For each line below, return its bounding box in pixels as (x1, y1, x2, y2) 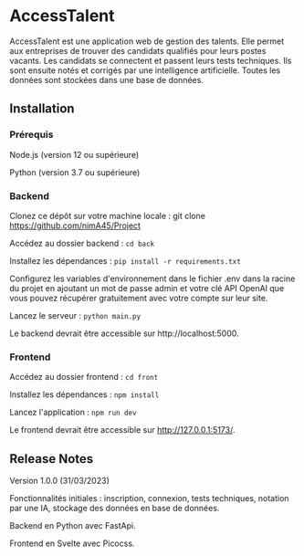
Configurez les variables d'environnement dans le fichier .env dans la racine (9, 273, 296, 284)
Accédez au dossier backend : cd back (9, 237, 155, 248)
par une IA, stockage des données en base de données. (9, 503, 220, 514)
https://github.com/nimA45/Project (9, 220, 142, 231)
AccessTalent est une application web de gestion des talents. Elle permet (9, 36, 285, 47)
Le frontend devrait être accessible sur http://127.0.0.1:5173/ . (9, 425, 236, 435)
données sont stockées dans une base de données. (9, 74, 204, 85)
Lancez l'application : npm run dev (9, 407, 137, 418)
